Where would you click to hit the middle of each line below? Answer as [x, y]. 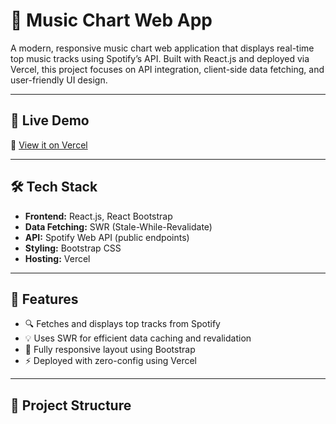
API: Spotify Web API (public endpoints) [107, 237]
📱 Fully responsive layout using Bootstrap [110, 350]
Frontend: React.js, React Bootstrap [98, 216]
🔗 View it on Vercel [49, 145]
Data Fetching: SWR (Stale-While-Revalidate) [118, 226]
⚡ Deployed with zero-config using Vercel [110, 361]
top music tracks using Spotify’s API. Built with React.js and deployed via [160, 58]
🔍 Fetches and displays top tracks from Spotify [122, 324]
